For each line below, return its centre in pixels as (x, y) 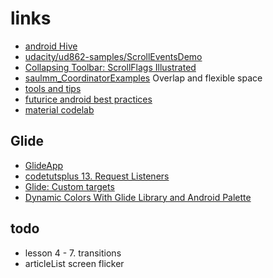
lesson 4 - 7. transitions (73, 253)
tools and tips (53, 88)
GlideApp (44, 165)
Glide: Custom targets (69, 186)
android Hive (51, 46)
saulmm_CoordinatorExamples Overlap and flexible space (143, 78)
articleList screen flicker (74, 263)
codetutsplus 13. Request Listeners (97, 176)
